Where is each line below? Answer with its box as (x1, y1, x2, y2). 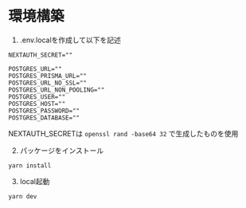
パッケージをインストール (19, 145, 104, 155)
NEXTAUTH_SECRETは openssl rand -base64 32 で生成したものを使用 (8, 128, 239, 138)
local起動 (19, 176, 50, 186)
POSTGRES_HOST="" (8, 100, 66, 108)
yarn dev (8, 192, 37, 200)
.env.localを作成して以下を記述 (19, 35, 122, 45)
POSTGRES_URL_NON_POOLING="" (8, 85, 105, 94)
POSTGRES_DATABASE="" (8, 113, 80, 122)
